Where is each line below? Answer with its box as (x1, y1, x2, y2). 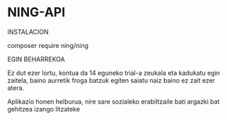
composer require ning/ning (7, 41, 89, 49)
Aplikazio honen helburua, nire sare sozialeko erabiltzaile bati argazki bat (7, 97, 221, 106)
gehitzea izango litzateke (7, 104, 80, 113)
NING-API (7, 4, 66, 20)
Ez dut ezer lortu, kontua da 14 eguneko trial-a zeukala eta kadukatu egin (7, 68, 221, 77)
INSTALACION (7, 28, 50, 36)
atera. (7, 83, 25, 92)
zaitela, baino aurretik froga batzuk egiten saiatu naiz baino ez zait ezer (7, 76, 216, 85)
